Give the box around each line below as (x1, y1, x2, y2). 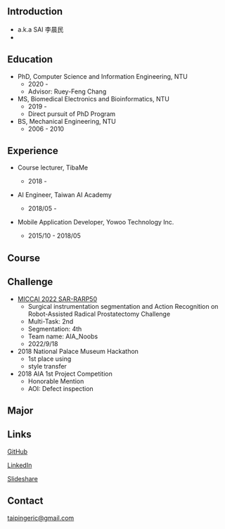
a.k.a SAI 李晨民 (17, 25, 64, 34)
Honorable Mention (27, 376, 84, 385)
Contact (7, 495, 44, 507)
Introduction (7, 6, 63, 18)
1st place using (27, 355, 72, 363)
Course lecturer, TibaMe (17, 163, 89, 172)
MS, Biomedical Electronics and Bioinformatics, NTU (17, 94, 170, 103)
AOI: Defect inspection (27, 384, 94, 393)
